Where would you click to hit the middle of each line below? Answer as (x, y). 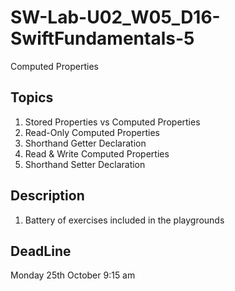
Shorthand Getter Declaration (85, 143)
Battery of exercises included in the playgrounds (124, 220)
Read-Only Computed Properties (92, 132)
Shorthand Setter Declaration (85, 164)
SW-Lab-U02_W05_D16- (115, 17)
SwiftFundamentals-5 (102, 38)
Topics (32, 97)
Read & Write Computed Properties (97, 153)
